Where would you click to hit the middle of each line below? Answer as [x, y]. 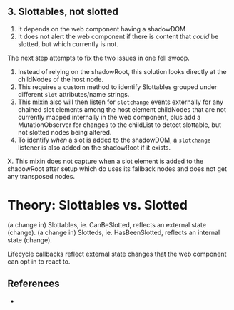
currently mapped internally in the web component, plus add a [109, 117]
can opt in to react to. [39, 261]
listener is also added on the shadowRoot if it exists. [94, 147]
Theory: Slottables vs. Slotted [97, 205]
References [34, 284]
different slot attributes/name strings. [73, 94]
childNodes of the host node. [60, 79]
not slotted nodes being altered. [65, 132]
